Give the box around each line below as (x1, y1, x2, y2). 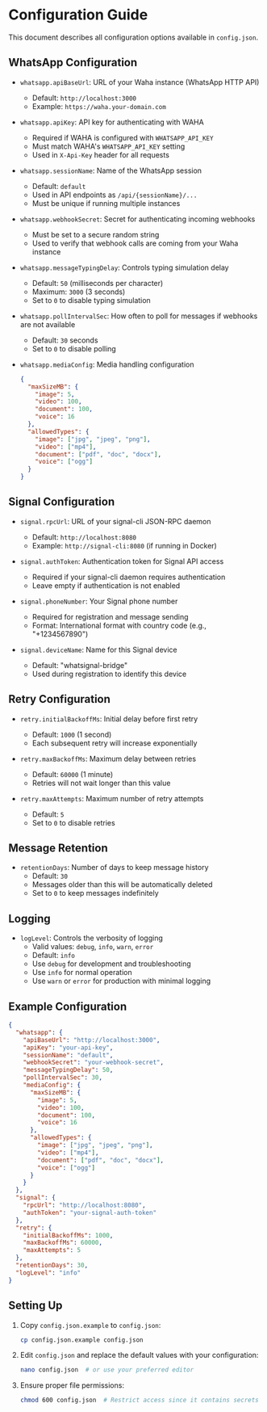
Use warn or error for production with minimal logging (31, 976, 211, 986)
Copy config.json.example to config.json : (19, 1320, 161, 1330)
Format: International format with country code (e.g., (31, 620, 207, 630)
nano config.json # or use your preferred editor (19, 1366, 194, 1374)
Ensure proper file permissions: (19, 1380, 125, 1390)
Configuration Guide (8, 6, 148, 24)
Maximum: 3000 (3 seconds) (31, 287, 126, 296)
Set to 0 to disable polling (31, 343, 117, 353)
